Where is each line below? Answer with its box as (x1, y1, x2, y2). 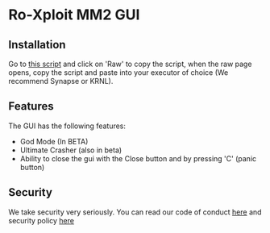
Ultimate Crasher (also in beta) (19, 145, 123, 155)
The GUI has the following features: (8, 121, 127, 131)
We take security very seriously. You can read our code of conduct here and (8, 207, 262, 217)
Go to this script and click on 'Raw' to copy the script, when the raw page (8, 59, 252, 69)
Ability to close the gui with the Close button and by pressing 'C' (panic (19, 153, 257, 163)
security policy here (8, 215, 75, 225)
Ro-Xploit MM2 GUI (8, 6, 140, 24)
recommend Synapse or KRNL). (8, 77, 114, 85)
